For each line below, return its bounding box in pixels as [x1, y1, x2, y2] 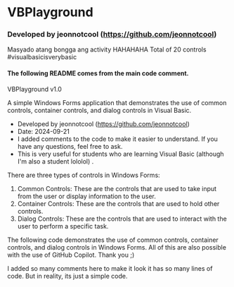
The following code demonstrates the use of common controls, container [7, 236, 219, 244]
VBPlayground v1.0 [7, 85, 62, 93]
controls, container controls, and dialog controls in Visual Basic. [7, 106, 192, 114]
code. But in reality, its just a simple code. [7, 271, 128, 280]
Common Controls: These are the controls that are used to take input [17, 184, 216, 193]
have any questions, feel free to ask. [17, 142, 123, 150]
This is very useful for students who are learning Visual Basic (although [17, 149, 224, 158]
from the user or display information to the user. [17, 192, 156, 200]
